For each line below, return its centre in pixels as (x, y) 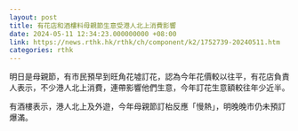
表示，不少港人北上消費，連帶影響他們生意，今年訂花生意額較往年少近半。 (153, 88)
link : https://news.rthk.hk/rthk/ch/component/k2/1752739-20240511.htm (145, 42)
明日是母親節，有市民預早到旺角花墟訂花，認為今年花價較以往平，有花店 (141, 77)
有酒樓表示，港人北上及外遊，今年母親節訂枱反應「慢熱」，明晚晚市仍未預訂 (148, 106)
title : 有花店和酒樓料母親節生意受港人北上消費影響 (93, 26)
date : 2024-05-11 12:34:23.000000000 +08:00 (93, 34)
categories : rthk (41, 50)
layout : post (33, 17)
